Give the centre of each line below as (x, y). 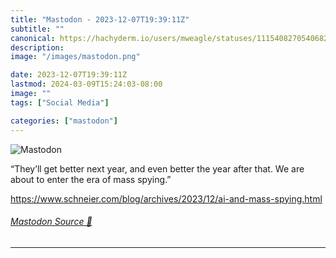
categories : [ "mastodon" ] (64, 121)
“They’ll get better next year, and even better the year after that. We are (157, 168)
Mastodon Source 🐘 (51, 222)
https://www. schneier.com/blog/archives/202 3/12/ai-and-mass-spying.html (166, 198)
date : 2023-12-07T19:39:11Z (69, 75)
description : (37, 47)
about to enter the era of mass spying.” (91, 179)
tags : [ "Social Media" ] (60, 102)
